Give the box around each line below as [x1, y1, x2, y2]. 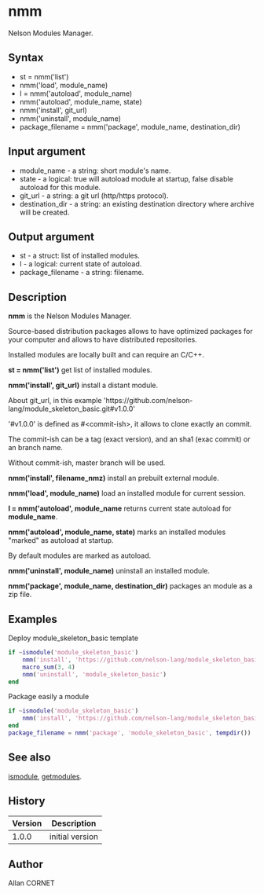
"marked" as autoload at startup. [8, 536, 114, 545]
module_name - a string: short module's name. [19, 166, 171, 175]
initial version [49, 831, 98, 842]
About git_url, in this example [8, 396, 102, 405]
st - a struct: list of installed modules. [19, 251, 140, 261]
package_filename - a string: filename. [19, 268, 145, 277]
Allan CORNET [8, 878, 55, 888]
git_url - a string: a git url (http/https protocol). [19, 191, 169, 200]
